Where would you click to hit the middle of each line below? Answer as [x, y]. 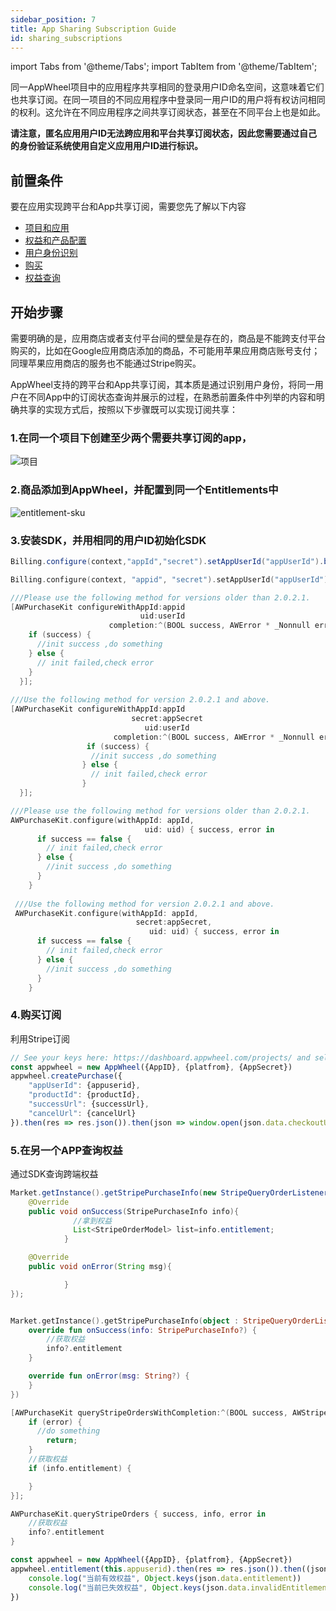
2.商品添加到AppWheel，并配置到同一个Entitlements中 [144, 490]
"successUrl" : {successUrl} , [89, 1104]
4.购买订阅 [36, 1015]
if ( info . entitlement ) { [80, 1468]
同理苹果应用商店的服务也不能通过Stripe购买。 [106, 363]
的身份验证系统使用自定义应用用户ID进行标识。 [107, 146]
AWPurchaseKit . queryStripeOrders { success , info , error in [138, 1514]
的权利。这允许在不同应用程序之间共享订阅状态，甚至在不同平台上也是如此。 [168, 112]
